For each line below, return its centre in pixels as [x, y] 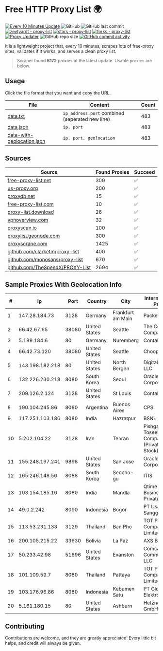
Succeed [145, 172]
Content [100, 105]
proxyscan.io [22, 228]
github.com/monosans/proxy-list [45, 260]
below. [24, 66]
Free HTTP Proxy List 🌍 [54, 9]
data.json [18, 127]
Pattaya [121, 575]
